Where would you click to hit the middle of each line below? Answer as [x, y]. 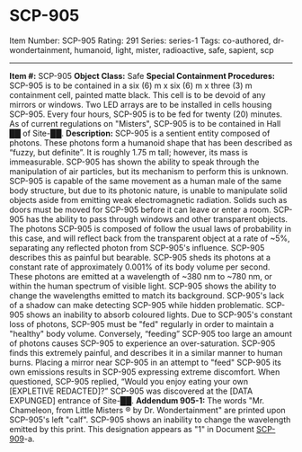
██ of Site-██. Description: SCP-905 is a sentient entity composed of [140, 133]
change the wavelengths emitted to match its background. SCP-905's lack [147, 295]
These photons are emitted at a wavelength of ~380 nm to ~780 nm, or [141, 276]
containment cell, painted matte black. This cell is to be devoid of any [138, 94]
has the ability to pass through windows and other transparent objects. [157, 219]
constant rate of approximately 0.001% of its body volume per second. [140, 267]
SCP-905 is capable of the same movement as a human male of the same [146, 181]
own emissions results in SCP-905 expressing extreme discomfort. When [145, 372]
